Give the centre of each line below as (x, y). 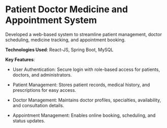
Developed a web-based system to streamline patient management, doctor (84, 34)
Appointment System (51, 20)
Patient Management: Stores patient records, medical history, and (81, 85)
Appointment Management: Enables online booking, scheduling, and (84, 115)
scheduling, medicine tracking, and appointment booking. (65, 40)
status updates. (29, 120)
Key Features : (20, 59)
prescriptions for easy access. (44, 90)
